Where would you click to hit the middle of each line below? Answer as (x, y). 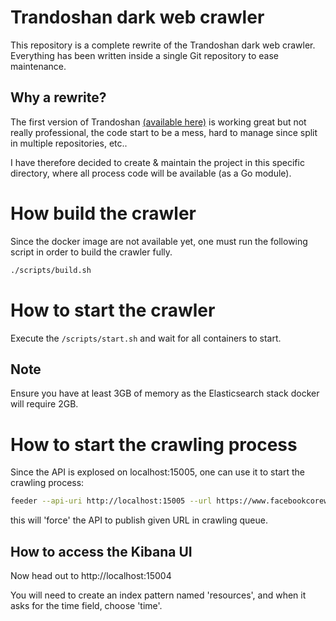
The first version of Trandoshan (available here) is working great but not (158, 122)
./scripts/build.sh (51, 270)
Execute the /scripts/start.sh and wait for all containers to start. (146, 338)
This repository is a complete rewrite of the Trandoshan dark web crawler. (163, 45)
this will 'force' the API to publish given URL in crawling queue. (139, 520)
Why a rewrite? (58, 97)
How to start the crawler (113, 310)
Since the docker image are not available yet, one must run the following (159, 241)
